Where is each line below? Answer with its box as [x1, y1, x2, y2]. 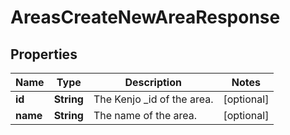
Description [124, 76, 182, 89]
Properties [10, 46, 78, 63]
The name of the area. [93, 109, 198, 122]
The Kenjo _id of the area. [93, 92, 214, 106]
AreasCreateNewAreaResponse [10, 6, 281, 29]
